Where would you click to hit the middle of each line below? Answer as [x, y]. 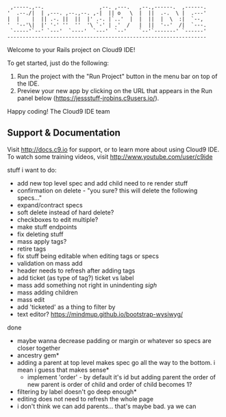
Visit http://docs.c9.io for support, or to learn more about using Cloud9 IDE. [113, 149]
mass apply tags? [42, 241]
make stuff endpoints [47, 227]
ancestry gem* [38, 355]
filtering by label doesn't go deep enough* [77, 392]
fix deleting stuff [40, 234]
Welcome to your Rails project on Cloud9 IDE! [71, 50]
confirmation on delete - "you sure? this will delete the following [107, 190]
